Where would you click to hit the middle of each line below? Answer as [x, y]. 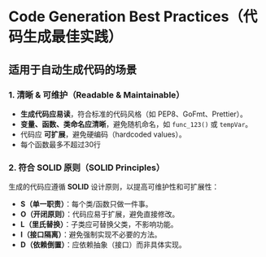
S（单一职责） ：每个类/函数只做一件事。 [86, 204]
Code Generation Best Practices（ [126, 17]
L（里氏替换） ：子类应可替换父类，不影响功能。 [99, 224]
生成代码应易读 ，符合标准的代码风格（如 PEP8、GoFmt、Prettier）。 [134, 114]
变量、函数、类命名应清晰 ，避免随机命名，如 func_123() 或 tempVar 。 [136, 124]
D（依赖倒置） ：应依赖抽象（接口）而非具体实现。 [103, 245]
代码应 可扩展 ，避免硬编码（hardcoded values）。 [103, 134]
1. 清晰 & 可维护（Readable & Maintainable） [96, 94]
